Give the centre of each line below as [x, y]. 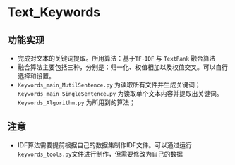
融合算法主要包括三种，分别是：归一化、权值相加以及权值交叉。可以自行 [122, 67]
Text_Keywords [54, 12]
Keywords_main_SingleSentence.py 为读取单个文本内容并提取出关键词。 [120, 93]
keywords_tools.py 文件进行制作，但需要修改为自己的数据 [100, 154]
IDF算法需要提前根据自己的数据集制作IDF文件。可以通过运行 [105, 145]
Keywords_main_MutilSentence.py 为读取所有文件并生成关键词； [109, 85]
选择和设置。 [36, 76]
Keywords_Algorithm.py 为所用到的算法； [77, 102]
